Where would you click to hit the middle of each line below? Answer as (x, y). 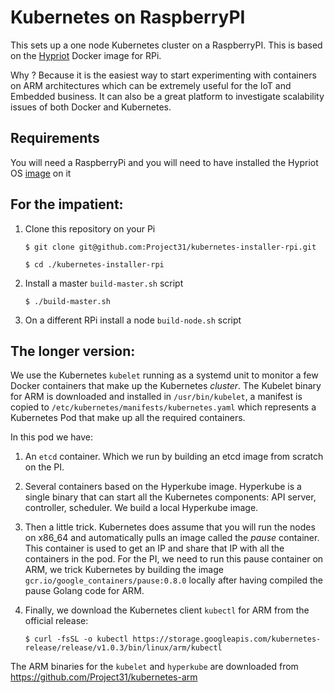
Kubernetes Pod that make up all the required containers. (128, 418)
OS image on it (41, 173)
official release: (56, 621)
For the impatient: (67, 204)
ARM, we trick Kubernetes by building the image (124, 570)
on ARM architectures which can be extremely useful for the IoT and (151, 85)
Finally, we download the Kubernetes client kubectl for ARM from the (167, 610)
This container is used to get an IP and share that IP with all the (154, 548)
